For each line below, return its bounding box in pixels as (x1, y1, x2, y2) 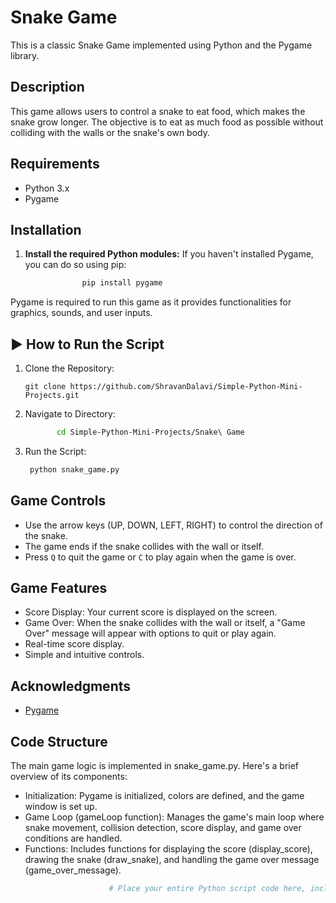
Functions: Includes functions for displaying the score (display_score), (24, 843, 313, 855)
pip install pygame (81, 278, 163, 288)
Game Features (10, 580, 108, 597)
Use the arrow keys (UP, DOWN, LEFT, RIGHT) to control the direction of (24, 519, 323, 531)
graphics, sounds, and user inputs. (10, 307, 153, 319)
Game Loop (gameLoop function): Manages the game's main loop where (24, 811, 325, 823)
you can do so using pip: (24, 259, 127, 271)
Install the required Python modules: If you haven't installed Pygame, (24, 248, 314, 260)
